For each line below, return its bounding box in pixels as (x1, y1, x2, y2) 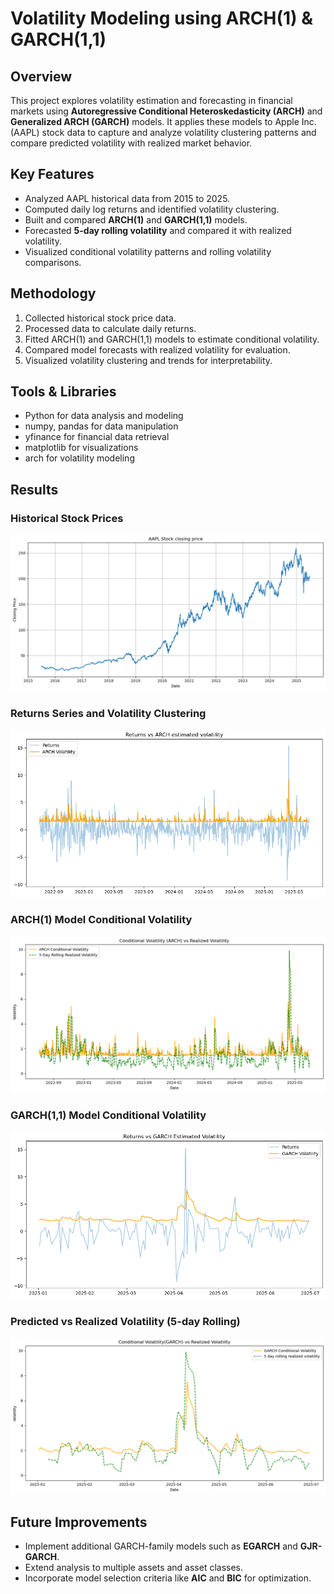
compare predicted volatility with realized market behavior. (10, 137, 253, 149)
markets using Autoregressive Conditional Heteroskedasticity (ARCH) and (10, 105, 323, 117)
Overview (10, 68, 73, 85)
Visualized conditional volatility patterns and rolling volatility (24, 245, 272, 257)
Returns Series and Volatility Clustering (10, 707, 207, 721)
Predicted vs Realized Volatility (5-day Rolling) (10, 1315, 241, 1329)
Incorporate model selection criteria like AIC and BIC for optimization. (24, 1572, 312, 1584)
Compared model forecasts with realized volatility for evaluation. (24, 343, 291, 356)
